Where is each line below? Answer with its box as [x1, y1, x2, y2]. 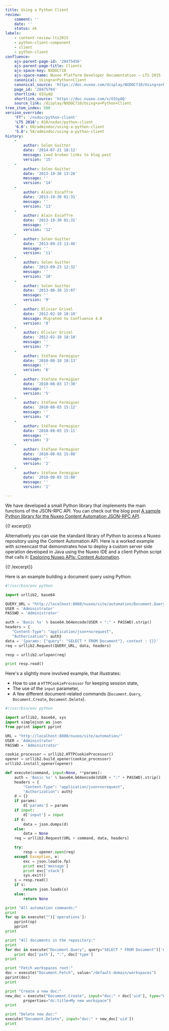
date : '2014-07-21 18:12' [23, 148, 78, 153]
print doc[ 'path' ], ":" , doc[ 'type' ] [14, 952, 94, 957]
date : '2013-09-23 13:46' [23, 241, 78, 246]
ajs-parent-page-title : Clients [14, 63, 82, 68]
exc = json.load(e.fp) [23, 858, 71, 864]
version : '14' [23, 181, 53, 186]
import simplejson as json [5, 720, 62, 725]
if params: [14, 798, 37, 804]
